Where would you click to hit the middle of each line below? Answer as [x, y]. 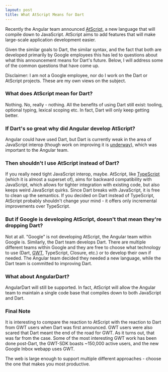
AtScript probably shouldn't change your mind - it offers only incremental [81, 201]
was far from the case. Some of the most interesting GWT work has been [81, 338]
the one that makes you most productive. [48, 364]
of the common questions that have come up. [52, 66]
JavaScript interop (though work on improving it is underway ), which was [81, 145]
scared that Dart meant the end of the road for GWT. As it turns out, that [80, 333]
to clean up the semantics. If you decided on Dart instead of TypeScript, [80, 196]
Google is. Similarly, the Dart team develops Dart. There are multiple [76, 242]
